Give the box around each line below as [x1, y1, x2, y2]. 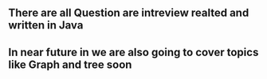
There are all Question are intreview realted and [8, 6, 249, 20]
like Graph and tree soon [8, 58, 132, 71]
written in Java [8, 19, 84, 32]
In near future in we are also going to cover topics [8, 45, 259, 58]
